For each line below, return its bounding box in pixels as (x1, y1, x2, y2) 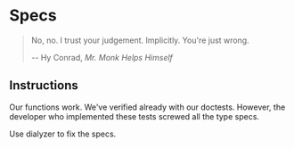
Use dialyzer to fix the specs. (9, 128, 117, 139)
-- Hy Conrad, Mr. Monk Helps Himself (30, 52, 174, 62)
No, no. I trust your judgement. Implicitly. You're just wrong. (30, 35, 249, 45)
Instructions (9, 78, 78, 94)
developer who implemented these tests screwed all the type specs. (9, 111, 260, 121)
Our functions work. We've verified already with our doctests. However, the (9, 102, 286, 112)
